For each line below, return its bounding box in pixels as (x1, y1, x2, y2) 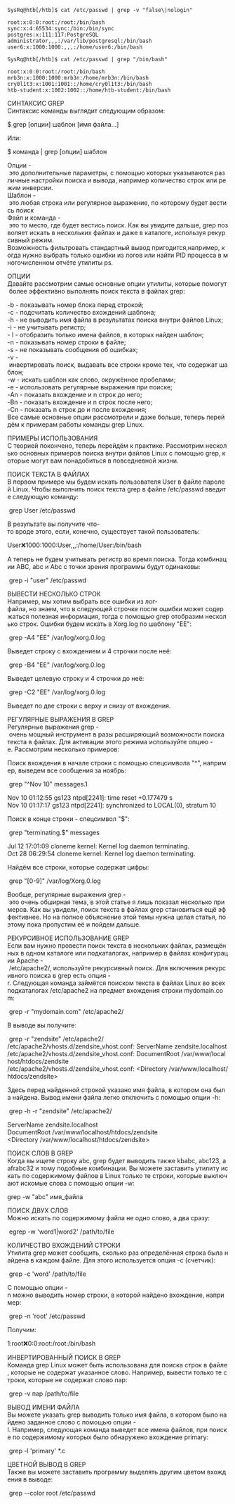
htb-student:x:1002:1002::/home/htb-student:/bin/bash (7, 87, 171, 94)
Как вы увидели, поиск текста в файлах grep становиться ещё (29, 905, 217, 913)
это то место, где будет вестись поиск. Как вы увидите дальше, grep (8, 221, 216, 229)
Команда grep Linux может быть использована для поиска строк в (7, 1361, 208, 1369)
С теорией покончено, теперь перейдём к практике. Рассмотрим (7, 441, 205, 450)
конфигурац (192, 949, 228, 957)
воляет (7, 229, 28, 237)
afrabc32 (7, 1164, 34, 1172)
